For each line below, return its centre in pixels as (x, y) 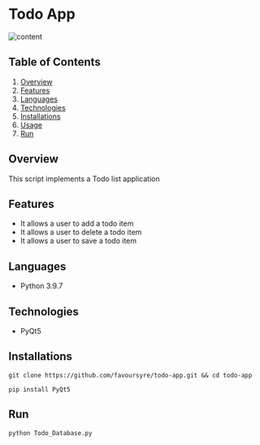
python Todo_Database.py (50, 433)
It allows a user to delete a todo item (81, 232)
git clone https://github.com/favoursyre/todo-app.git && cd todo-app (130, 375)
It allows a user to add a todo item (77, 223)
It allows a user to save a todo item (78, 241)
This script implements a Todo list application (84, 179)
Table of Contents (55, 62)
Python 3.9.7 (41, 286)
